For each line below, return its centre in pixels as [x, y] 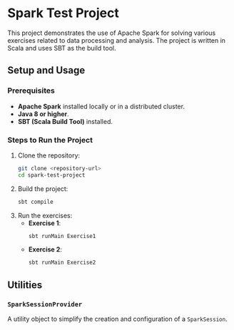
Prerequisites [31, 91]
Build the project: [43, 189]
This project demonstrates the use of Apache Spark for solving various [112, 33]
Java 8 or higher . [43, 114]
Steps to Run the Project [50, 140]
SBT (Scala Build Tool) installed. [65, 121]
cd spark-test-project [51, 175]
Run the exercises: [45, 215]
